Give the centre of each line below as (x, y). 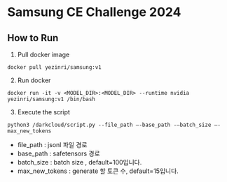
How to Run (33, 38)
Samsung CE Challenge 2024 (94, 12)
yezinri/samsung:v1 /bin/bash (51, 99)
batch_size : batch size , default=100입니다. (80, 162)
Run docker (34, 80)
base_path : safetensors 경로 (59, 153)
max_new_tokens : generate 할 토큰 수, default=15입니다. (98, 171)
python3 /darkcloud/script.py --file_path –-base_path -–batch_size (109, 125)
